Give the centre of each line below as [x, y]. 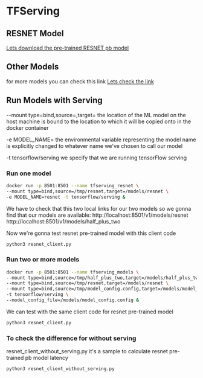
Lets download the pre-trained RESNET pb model [68, 48]
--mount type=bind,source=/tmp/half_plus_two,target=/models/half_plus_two [104, 278]
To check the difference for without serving [71, 338]
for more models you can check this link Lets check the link [80, 81]
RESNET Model [35, 34]
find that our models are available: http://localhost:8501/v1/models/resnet [97, 215]
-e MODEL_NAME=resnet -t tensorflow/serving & [66, 197]
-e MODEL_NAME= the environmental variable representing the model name [101, 139]
